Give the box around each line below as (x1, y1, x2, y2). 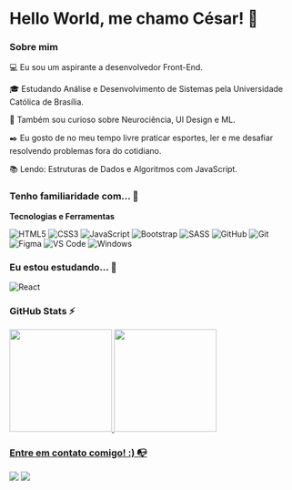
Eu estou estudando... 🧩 (9, 260, 117, 273)
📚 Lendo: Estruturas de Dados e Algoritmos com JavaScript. (9, 164, 238, 175)
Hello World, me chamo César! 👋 (9, 8, 259, 29)
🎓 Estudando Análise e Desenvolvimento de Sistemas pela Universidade (9, 84, 284, 95)
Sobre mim (9, 41, 59, 54)
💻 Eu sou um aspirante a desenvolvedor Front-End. (9, 62, 203, 73)
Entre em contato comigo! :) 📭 (9, 446, 147, 459)
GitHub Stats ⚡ (9, 305, 76, 317)
